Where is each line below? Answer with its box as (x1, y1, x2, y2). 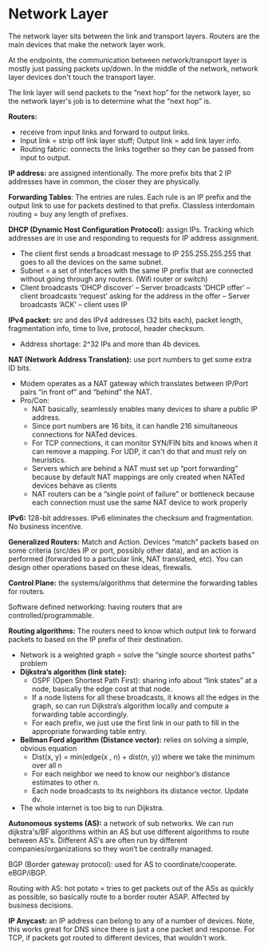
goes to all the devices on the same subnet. (19, 257, 164, 266)
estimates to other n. (31, 777, 100, 787)
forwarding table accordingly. (31, 709, 129, 719)
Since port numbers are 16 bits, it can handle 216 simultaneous (31, 421, 238, 430)
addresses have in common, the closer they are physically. (8, 177, 201, 186)
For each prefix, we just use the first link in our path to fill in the (31, 717, 239, 728)
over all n (31, 760, 62, 770)
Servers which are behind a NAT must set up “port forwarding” (31, 463, 238, 473)
